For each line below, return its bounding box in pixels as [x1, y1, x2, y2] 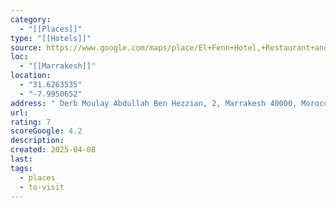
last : [10, 154, 33, 164]
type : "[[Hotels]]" [10, 33, 92, 43]
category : [10, 14, 52, 25]
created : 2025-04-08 [10, 145, 97, 155]
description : [10, 136, 65, 146]
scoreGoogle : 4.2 [10, 126, 83, 136]
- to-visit [19, 182, 65, 192]
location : [10, 71, 52, 81]
